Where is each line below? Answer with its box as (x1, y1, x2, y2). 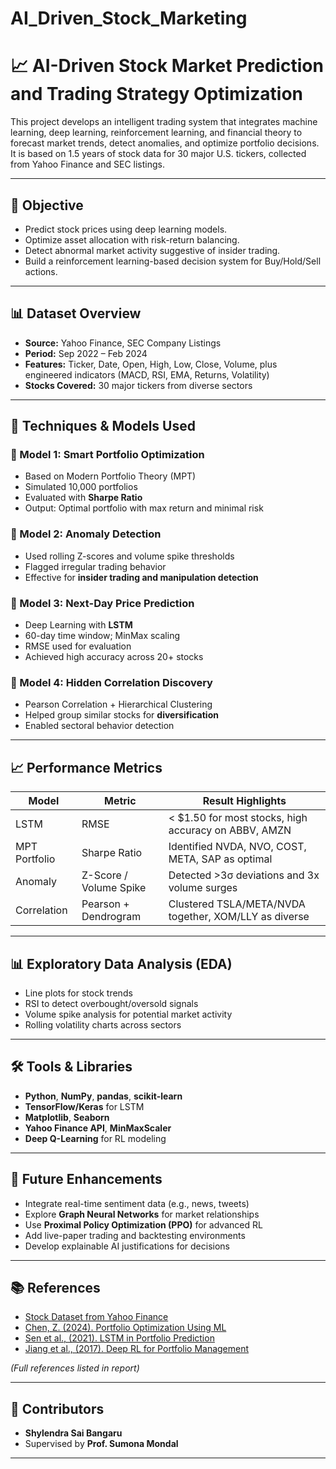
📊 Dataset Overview (10, 305, 142, 322)
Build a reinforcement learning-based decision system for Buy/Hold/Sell (24, 255, 322, 267)
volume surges (168, 881, 238, 895)
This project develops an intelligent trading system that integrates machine (10, 116, 318, 128)
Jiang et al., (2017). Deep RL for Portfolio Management (24, 1343, 250, 1355)
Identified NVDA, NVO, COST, (168, 840, 307, 854)
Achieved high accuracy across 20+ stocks (24, 651, 204, 663)
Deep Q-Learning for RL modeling (24, 1132, 167, 1144)
